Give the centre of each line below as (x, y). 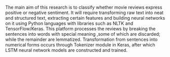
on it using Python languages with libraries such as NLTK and (69, 23)
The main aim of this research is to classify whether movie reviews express (84, 7)
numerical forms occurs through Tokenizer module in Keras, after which (80, 45)
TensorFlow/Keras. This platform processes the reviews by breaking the (80, 29)
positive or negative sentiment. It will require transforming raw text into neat (84, 13)
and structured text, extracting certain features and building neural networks (85, 18)
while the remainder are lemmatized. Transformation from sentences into (81, 39)
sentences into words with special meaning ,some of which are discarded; (83, 34)
